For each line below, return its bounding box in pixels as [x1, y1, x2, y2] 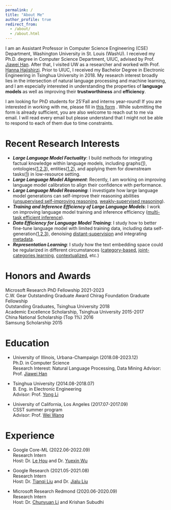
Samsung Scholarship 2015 [5, 319, 63, 325]
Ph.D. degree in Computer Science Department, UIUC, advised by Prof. [5, 56, 155, 62]
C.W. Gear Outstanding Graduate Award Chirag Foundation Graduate [5, 292, 150, 298]
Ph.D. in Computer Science [12, 360, 70, 366]
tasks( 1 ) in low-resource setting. [12, 171, 81, 177]
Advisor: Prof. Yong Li [12, 391, 59, 397]
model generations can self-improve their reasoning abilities [12, 192, 139, 199]
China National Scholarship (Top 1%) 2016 [5, 314, 94, 320]
